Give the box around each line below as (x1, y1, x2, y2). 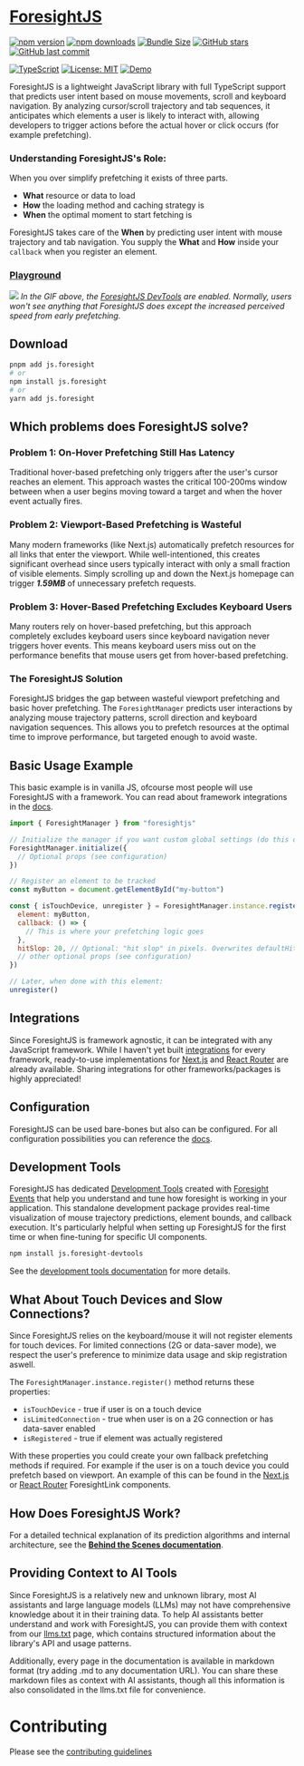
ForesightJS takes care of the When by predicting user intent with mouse (9, 227, 283, 238)
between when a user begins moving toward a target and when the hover (9, 486, 283, 497)
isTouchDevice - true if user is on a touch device (22, 1404, 202, 1415)
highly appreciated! (9, 1073, 81, 1084)
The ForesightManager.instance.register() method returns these (9, 1377, 255, 1388)
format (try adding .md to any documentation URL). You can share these (9, 1664, 279, 1675)
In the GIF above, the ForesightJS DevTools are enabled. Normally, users (20, 290, 292, 301)
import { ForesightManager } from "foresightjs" (9, 819, 196, 828)
